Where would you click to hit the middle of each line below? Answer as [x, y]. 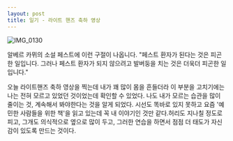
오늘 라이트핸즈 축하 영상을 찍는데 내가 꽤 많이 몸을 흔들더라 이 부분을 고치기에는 [116, 87]
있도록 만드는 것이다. [48, 131]
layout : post [26, 14]
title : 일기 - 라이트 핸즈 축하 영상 [54, 20]
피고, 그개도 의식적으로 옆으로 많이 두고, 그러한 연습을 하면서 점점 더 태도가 [108, 121]
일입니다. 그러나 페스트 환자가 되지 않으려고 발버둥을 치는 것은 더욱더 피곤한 [117, 63]
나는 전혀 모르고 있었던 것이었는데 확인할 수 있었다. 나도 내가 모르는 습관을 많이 [114, 96]
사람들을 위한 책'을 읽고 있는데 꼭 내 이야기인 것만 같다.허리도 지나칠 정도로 [121, 113]
